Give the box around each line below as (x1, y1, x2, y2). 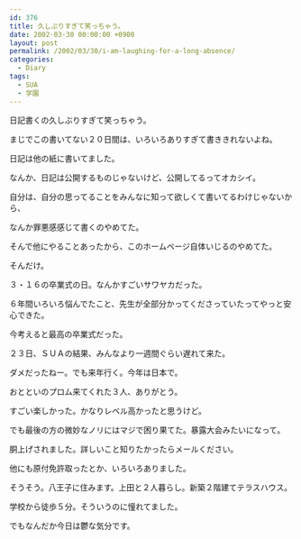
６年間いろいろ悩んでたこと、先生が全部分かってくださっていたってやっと (9, 298, 284, 309)
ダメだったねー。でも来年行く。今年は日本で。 (9, 367, 183, 378)
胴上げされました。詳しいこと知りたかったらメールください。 (9, 443, 239, 454)
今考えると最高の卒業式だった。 (9, 328, 128, 339)
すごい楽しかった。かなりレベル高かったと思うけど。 (9, 405, 207, 416)
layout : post (9, 38, 59, 48)
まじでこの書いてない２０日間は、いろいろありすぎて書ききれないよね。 (9, 133, 278, 144)
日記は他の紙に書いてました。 (9, 152, 120, 163)
